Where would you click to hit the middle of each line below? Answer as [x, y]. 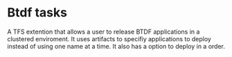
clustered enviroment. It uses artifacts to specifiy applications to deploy [109, 38]
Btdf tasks [37, 13]
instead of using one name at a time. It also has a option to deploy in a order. [116, 46]
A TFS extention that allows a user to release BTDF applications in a [104, 32]
